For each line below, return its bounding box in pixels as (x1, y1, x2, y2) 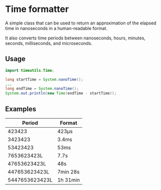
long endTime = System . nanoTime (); (5, 86, 79, 91)
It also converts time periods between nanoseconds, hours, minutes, (5, 35, 146, 41)
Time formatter (5, 3, 69, 15)
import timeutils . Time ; (5, 68, 55, 73)
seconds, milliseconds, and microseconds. (5, 40, 93, 46)
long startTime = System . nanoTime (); (5, 77, 83, 82)
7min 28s (57, 168, 80, 175)
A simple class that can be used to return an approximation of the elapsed (5, 20, 157, 26)
